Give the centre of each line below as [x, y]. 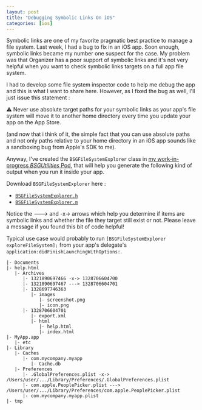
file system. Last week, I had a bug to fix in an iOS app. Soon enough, [93, 47]
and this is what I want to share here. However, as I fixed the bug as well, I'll [101, 91]
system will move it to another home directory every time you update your [99, 116]
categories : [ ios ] [29, 23]
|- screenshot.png [62, 300]
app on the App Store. [34, 122]
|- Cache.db [46, 364]
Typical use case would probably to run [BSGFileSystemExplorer [86, 239]
